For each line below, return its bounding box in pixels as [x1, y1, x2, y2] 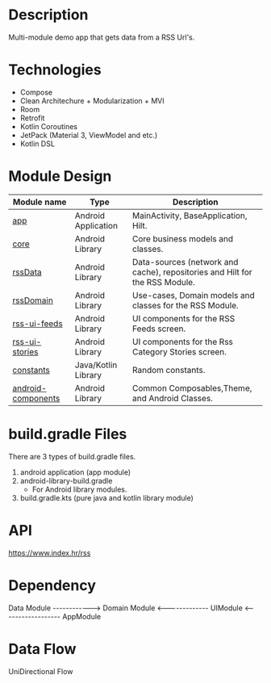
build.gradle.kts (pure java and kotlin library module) [19, 492, 194, 502]
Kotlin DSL [19, 139, 55, 149]
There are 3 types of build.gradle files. [8, 451, 136, 461]
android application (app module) [19, 467, 131, 477]
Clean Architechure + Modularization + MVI [19, 95, 165, 106]
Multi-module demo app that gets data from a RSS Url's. [8, 32, 195, 42]
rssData [12, 266, 42, 278]
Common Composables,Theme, [131, 382, 252, 393]
